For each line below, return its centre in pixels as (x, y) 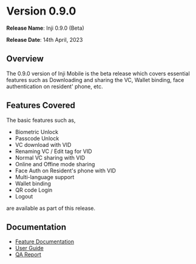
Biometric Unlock (37, 132)
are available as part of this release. (51, 208)
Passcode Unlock (37, 138)
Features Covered (41, 105)
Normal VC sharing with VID (50, 157)
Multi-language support (45, 177)
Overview (25, 59)
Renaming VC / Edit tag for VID (53, 151)
